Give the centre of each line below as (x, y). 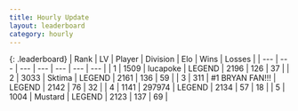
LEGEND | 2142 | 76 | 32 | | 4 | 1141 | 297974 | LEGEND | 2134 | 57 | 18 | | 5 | (147, 87)
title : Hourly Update (49, 17)
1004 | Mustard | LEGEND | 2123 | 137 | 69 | (89, 97)
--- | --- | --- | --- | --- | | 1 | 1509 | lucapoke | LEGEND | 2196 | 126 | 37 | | (154, 68)
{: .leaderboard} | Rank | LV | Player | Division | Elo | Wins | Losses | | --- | (144, 59)
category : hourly (41, 34)
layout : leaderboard (48, 26)
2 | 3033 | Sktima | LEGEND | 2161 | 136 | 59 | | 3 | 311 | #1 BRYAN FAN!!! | (143, 78)
